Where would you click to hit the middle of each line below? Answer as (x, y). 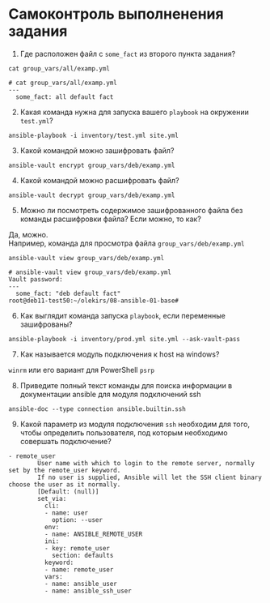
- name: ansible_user (80, 584)
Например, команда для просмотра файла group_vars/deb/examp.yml (127, 243)
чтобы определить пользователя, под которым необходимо (124, 432)
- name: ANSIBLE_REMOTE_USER (93, 534)
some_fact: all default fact (65, 97)
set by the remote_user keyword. (65, 470)
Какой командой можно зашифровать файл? (97, 150)
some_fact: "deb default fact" (68, 293)
